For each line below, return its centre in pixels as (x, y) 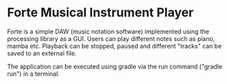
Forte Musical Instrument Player (100, 13)
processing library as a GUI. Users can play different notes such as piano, (111, 38)
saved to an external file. (42, 53)
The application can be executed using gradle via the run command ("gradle (115, 66)
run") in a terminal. (34, 74)
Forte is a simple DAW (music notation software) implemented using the (108, 31)
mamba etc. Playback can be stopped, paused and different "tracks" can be (114, 46)
